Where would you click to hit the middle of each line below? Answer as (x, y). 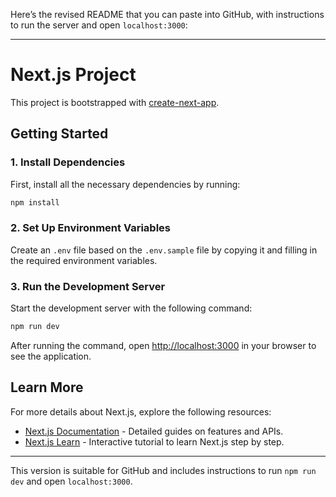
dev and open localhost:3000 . (71, 481)
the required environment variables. (84, 260)
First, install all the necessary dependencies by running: (125, 184)
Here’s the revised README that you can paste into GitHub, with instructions (167, 14)
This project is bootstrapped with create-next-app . (115, 102)
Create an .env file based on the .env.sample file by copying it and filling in (164, 250)
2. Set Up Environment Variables (90, 228)
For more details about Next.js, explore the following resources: (141, 411)
